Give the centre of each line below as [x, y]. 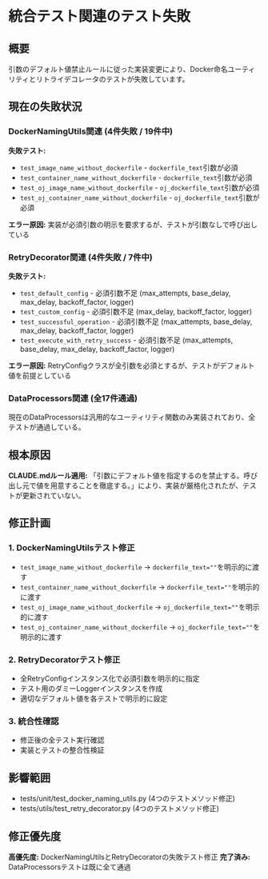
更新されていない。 [54, 496]
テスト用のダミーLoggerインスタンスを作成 [91, 689]
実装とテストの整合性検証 [62, 750]
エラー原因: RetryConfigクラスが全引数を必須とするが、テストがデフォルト [132, 366]
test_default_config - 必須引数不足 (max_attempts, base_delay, [125, 293]
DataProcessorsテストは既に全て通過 [70, 867]
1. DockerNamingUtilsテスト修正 [72, 548]
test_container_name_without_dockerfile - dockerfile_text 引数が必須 [136, 178]
